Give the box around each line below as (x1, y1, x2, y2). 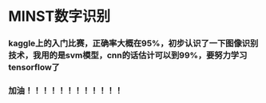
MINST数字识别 (8, 7, 111, 26)
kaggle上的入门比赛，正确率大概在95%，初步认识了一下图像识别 (8, 38, 259, 49)
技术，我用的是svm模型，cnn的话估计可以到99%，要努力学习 (8, 50, 248, 61)
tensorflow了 (8, 61, 60, 73)
